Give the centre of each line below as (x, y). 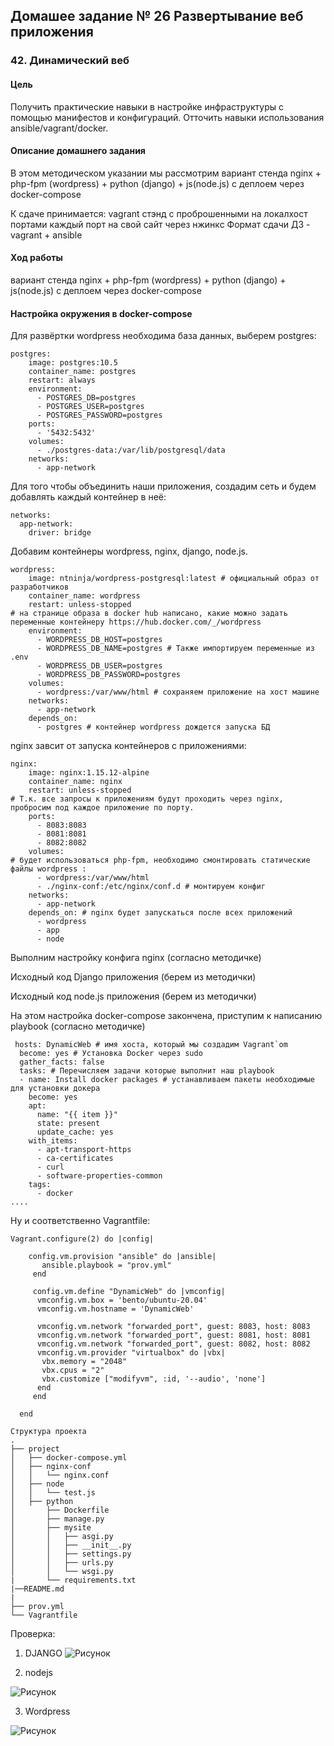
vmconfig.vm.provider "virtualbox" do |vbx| (131, 1353)
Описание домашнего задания (78, 151)
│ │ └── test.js (53, 1493)
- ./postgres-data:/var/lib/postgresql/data (131, 450)
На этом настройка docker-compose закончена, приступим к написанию (166, 1016)
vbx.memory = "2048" (84, 1362)
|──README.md (37, 1589)
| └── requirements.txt (73, 1580)
